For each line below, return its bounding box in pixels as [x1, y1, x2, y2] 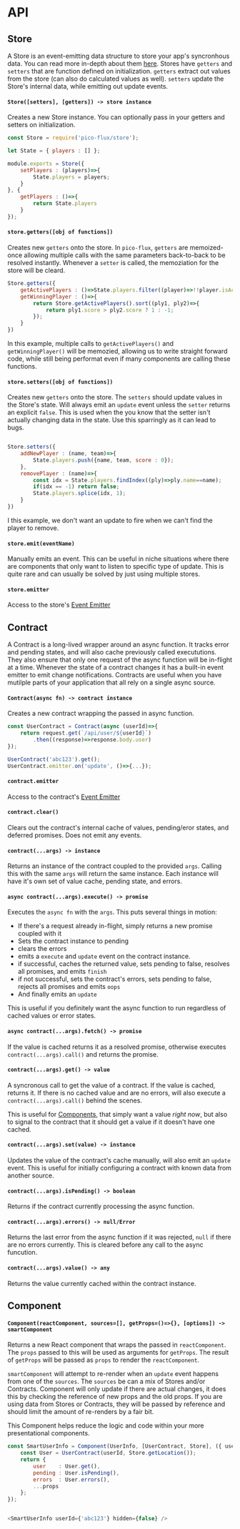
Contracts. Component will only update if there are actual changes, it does [7, 1385, 226, 1393]
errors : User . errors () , [33, 1476, 111, 1483]
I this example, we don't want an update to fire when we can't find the [7, 516, 213, 524]
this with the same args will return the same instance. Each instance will [7, 870, 219, 878]
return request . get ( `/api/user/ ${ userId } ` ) [20, 729, 152, 737]
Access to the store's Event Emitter [7, 601, 111, 609]
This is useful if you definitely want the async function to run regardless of [7, 1004, 226, 1012]
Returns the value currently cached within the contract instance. [7, 1279, 196, 1288]
